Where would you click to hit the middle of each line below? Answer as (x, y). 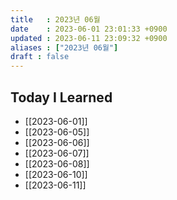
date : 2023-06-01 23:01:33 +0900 (89, 29)
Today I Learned (61, 97)
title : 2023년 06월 (55, 19)
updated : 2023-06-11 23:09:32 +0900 (89, 38)
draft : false (40, 57)
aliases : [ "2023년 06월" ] (64, 47)
